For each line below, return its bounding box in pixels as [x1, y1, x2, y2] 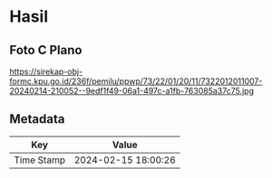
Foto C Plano [9, 42, 83, 58]
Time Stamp [14, 154, 66, 166]
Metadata [9, 111, 65, 127]
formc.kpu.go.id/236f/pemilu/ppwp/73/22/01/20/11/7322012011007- [9, 76, 263, 87]
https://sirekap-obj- [9, 66, 83, 77]
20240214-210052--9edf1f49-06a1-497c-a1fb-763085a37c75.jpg [9, 86, 254, 96]
